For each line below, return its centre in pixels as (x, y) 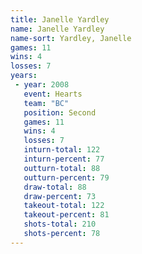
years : (24, 76)
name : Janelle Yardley (57, 29)
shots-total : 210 (60, 224)
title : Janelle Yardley (60, 19)
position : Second (60, 112)
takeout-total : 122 (64, 206)
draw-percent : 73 (60, 196)
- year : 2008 (42, 85)
